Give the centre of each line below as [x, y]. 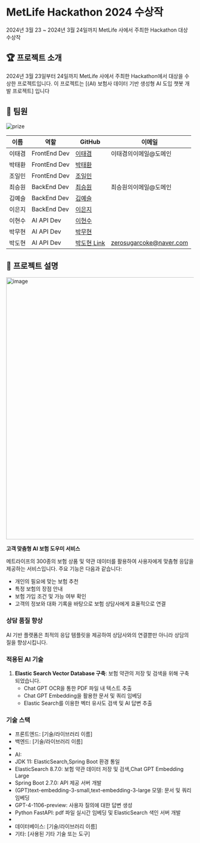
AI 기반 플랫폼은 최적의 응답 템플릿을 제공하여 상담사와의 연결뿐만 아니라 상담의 [98, 634]
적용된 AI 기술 [25, 659]
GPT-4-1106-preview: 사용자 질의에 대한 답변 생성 [74, 805]
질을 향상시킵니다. [27, 642]
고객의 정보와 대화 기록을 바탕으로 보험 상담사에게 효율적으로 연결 [90, 604]
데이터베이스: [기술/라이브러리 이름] [56, 826]
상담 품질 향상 [25, 621]
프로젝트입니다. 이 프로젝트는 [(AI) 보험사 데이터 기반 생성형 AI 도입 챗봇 [100, 83]
